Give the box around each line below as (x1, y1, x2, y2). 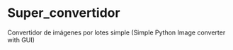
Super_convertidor (7, 5, 120, 21)
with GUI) (7, 35, 35, 44)
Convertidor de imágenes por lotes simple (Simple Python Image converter (7, 28, 226, 37)
